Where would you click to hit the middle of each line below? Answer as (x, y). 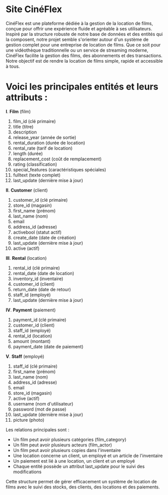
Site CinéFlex (34, 9)
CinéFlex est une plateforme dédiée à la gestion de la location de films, (79, 23)
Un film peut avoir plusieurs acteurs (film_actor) (63, 445)
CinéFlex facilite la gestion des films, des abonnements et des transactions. (84, 55)
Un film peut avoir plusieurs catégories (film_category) (70, 439)
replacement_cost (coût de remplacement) (57, 159)
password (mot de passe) (40, 409)
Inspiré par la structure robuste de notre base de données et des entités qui (84, 34)
